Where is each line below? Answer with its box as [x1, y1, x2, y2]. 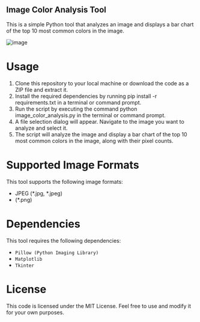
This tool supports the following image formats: [6, 178, 123, 185]
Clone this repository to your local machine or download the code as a [14, 79, 189, 87]
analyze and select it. [14, 124, 68, 132]
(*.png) [14, 196, 32, 203]
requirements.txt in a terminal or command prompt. [14, 99, 142, 106]
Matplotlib [14, 256, 43, 262]
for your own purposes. [6, 309, 64, 316]
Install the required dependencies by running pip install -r [14, 93, 157, 100]
